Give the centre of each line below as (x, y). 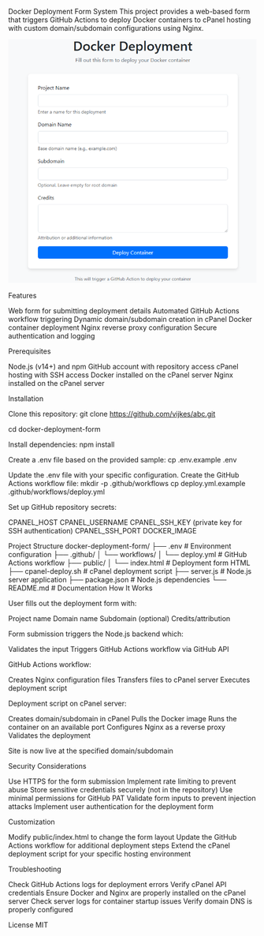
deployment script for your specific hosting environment (100, 854)
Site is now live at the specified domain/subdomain (91, 751)
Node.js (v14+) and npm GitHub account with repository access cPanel (123, 366)
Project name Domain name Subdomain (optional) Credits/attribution (119, 618)
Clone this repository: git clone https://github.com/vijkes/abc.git (112, 414)
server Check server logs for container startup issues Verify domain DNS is (130, 901)
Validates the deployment (49, 735)
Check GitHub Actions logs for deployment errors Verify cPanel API (117, 884)
